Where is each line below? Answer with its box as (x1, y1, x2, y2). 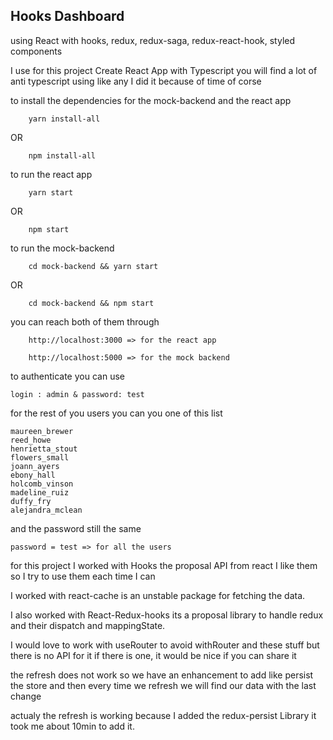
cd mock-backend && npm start (28, 298, 155, 308)
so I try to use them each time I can (10, 570, 156, 582)
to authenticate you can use (10, 370, 125, 382)
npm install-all (28, 150, 97, 161)
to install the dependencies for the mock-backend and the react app (10, 94, 292, 106)
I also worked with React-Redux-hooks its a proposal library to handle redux (10, 609, 324, 621)
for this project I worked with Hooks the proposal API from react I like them (10, 559, 318, 571)
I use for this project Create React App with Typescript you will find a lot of (10, 64, 318, 76)
